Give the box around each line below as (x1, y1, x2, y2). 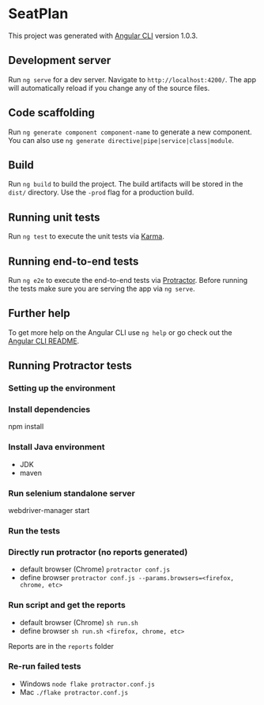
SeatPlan (8, 5, 69, 23)
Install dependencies (8, 404, 91, 415)
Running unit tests (8, 210, 100, 224)
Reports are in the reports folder (8, 641, 115, 650)
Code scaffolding (8, 106, 95, 119)
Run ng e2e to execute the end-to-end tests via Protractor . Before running (8, 276, 248, 285)
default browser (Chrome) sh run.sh (19, 617, 138, 627)
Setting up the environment (8, 383, 116, 394)
